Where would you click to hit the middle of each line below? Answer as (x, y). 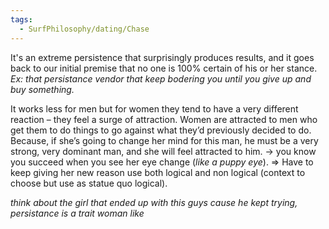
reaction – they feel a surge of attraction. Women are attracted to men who (164, 119)
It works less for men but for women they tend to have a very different (154, 108)
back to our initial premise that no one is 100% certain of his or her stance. (164, 68)
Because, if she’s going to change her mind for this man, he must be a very (164, 140)
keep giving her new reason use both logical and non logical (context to (158, 172)
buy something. (42, 89)
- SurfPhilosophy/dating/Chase (84, 29)
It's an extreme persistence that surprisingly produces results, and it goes (162, 57)
